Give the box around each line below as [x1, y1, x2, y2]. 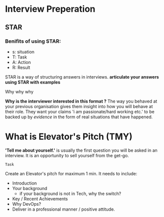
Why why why [5, 88, 34, 94]
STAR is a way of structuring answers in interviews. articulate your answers [5, 74, 159, 80]
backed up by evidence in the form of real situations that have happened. [5, 114, 153, 120]
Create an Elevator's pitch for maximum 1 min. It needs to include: [5, 170, 138, 176]
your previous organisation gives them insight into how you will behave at [5, 103, 153, 109]
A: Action [12, 59, 31, 65]
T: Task [12, 54, 27, 60]
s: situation [12, 49, 35, 54]
